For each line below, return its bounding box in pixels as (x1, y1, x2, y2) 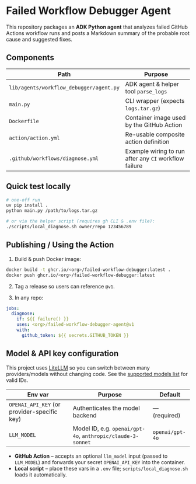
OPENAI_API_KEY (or (9, 400, 61, 408)
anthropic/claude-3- (82, 433, 139, 439)
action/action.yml (9, 134, 60, 141)
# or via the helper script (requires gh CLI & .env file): (6, 218, 156, 224)
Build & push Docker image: (14, 255, 82, 262)
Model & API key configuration (6, 349, 119, 358)
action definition (125, 137, 170, 145)
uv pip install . (6, 203, 48, 208)
